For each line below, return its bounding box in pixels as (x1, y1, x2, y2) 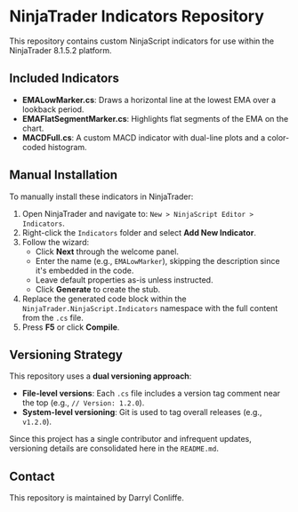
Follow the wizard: (21, 236, 90, 247)
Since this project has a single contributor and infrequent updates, (9, 434, 252, 444)
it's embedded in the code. (35, 265, 134, 276)
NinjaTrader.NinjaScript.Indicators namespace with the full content (21, 302, 278, 313)
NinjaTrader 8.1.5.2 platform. (9, 44, 112, 55)
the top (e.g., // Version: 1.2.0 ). (21, 397, 145, 408)
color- (266, 132, 290, 143)
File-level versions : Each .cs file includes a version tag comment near (21, 388, 281, 399)
